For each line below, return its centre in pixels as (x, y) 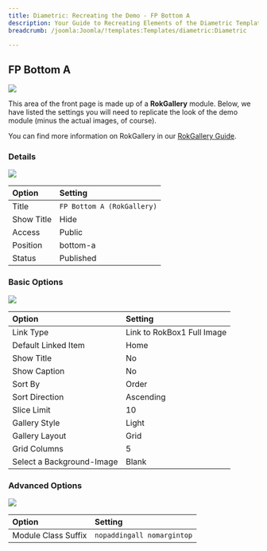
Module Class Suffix (50, 536)
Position (27, 245)
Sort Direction (38, 397)
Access (26, 233)
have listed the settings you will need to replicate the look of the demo (123, 112)
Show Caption (39, 371)
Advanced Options (45, 485)
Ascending (146, 397)
